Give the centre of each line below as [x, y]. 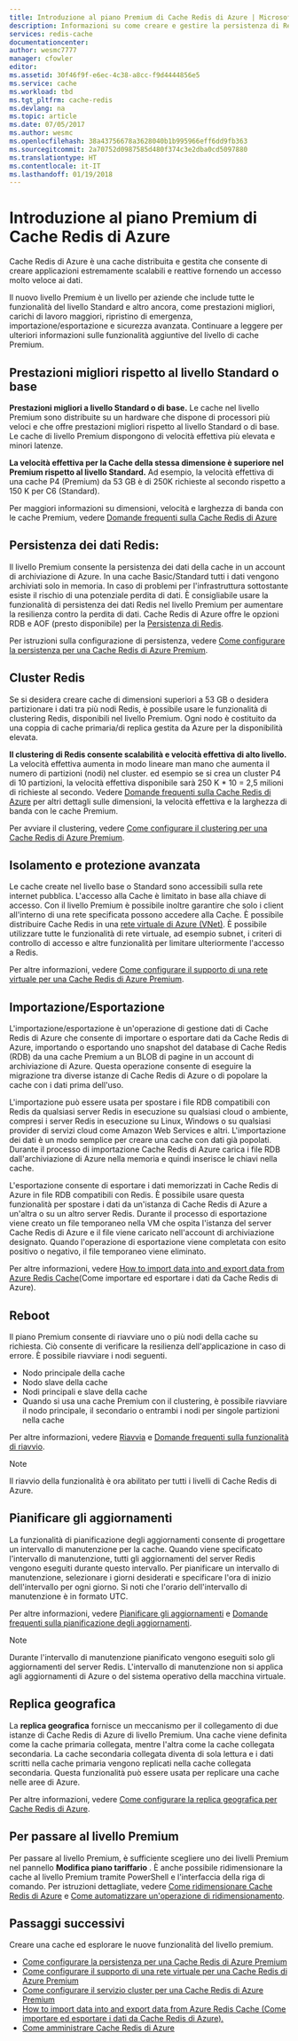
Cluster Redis [47, 678]
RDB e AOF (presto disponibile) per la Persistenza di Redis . [117, 623]
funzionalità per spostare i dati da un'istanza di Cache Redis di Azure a [138, 1204]
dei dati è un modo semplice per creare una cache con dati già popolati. [141, 1140]
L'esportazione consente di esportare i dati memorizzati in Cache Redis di [144, 1186]
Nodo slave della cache [65, 1383]
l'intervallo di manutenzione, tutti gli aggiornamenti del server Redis [132, 1558]
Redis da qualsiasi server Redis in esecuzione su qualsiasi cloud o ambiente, [149, 1112]
